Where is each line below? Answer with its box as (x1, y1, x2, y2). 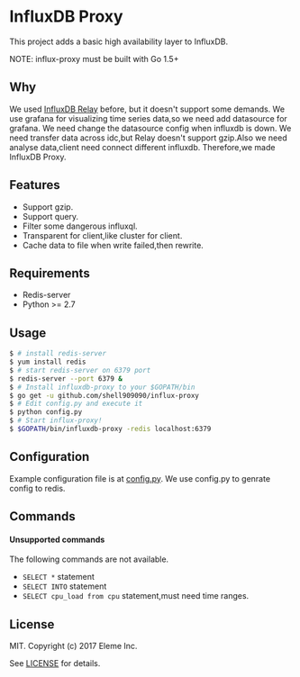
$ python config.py (9, 408, 83, 417)
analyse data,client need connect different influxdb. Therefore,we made (9, 141, 276, 152)
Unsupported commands (9, 534, 105, 545)
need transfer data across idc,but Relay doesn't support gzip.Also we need (9, 132, 287, 143)
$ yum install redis (9, 357, 87, 366)
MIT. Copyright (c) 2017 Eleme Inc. (9, 641, 138, 652)
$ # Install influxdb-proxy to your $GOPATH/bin (9, 383, 195, 392)
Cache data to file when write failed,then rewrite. (22, 239, 205, 250)
